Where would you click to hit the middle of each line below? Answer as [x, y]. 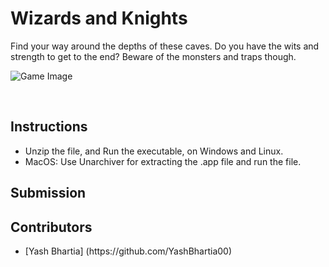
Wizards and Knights [99, 18]
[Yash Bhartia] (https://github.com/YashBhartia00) [128, 251]
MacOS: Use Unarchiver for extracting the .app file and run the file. [163, 161]
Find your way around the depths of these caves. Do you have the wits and [165, 46]
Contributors [51, 227]
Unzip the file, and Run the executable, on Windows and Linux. [154, 151]
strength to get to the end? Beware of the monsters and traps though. [153, 56]
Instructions [49, 127]
